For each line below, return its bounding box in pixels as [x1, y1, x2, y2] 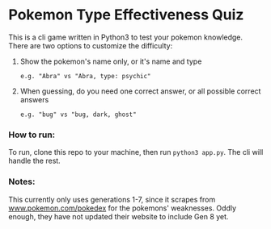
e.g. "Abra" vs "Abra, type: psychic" [19, 72, 151, 80]
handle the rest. [8, 156, 61, 166]
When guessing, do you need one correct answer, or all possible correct [19, 86, 261, 96]
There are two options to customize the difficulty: [8, 40, 173, 50]
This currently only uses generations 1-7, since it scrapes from [8, 194, 216, 204]
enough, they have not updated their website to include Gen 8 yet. [8, 211, 229, 221]
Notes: [8, 176, 36, 187]
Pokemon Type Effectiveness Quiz [8, 6, 244, 24]
